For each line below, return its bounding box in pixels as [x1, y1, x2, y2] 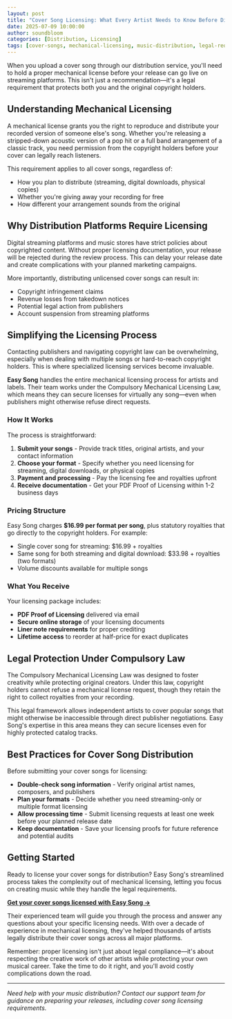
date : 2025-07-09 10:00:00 [7, 23, 85, 30]
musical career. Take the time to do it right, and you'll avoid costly [7, 962, 194, 970]
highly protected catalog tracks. [7, 728, 98, 737]
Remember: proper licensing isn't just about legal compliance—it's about [7, 947, 214, 955]
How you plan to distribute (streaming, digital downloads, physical [17, 178, 206, 186]
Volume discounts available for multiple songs [17, 564, 148, 573]
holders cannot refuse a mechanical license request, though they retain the [7, 686, 221, 694]
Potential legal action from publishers [17, 302, 124, 310]
